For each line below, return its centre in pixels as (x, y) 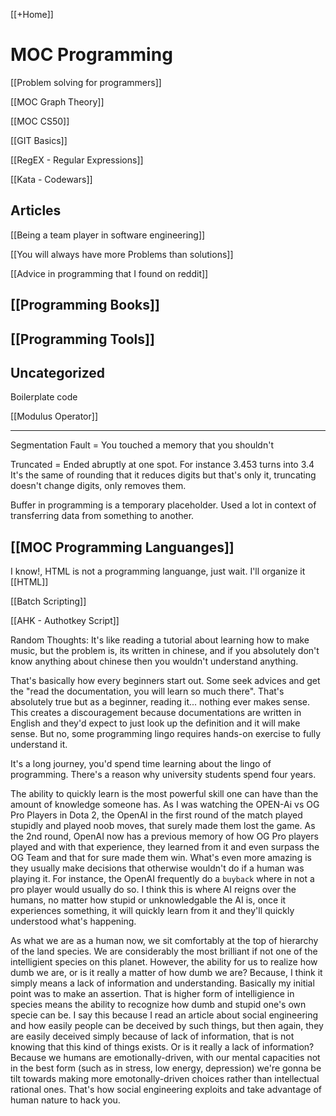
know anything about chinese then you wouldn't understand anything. (154, 661)
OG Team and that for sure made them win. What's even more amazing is (161, 858)
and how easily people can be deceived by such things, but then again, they (167, 1026)
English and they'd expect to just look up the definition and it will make (155, 723)
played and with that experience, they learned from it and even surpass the (165, 847)
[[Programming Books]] (85, 305)
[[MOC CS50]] (40, 121)
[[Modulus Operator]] (54, 416)
